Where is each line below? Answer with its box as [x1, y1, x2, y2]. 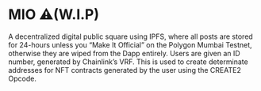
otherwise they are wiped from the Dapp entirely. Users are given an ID [8, 48, 240, 58]
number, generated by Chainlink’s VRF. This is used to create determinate [8, 57, 248, 66]
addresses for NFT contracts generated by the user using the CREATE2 [8, 65, 242, 74]
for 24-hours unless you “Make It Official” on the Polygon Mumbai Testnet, [8, 40, 252, 49]
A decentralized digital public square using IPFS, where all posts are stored [8, 32, 254, 41]
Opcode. [8, 74, 37, 83]
